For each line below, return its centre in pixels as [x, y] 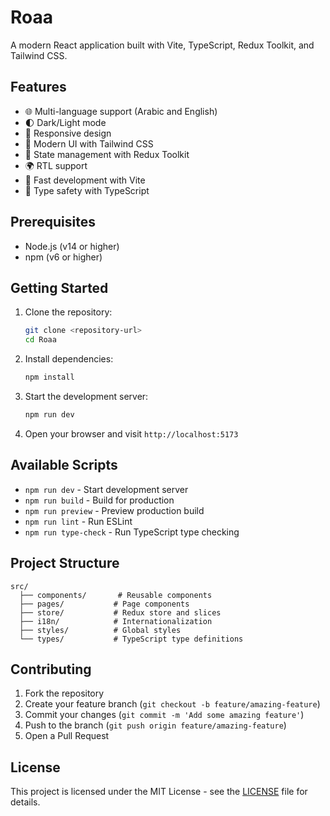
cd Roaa [40, 340]
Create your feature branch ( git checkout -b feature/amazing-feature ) [172, 704]
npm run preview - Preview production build [114, 510]
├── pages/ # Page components [104, 604]
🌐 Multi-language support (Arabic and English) [121, 111]
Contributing [51, 669]
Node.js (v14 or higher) [72, 246]
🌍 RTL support [56, 165]
